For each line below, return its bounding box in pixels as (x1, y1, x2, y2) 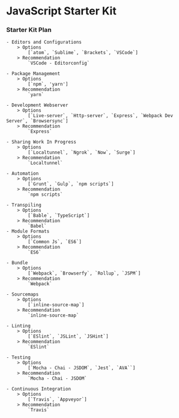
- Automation (6, 171, 39, 177)
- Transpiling (6, 202, 42, 208)
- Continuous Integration (6, 386, 71, 392)
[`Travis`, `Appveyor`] (28, 396, 87, 403)
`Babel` (28, 223, 47, 229)
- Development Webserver (6, 102, 68, 109)
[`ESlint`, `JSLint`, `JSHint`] (28, 333, 109, 340)
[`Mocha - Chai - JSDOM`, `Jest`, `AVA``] (28, 365, 136, 371)
